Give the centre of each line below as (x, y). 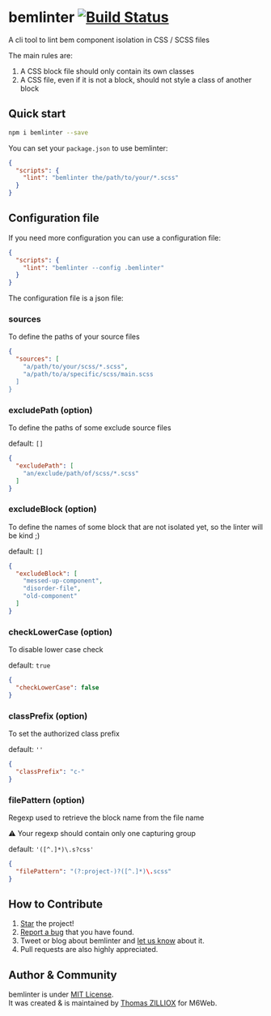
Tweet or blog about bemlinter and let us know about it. (112, 941)
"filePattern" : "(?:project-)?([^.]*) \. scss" (94, 871)
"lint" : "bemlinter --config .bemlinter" (93, 267)
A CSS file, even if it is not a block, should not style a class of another (136, 79)
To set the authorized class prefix (64, 734)
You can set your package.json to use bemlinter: (88, 148)
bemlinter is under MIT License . (61, 995)
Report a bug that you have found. (77, 933)
